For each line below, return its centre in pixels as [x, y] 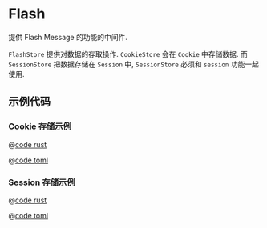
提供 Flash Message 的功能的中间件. [68, 37]
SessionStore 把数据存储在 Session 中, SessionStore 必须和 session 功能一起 [133, 64]
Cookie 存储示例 [40, 126]
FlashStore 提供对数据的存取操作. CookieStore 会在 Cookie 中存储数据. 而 [128, 54]
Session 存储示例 [42, 182]
